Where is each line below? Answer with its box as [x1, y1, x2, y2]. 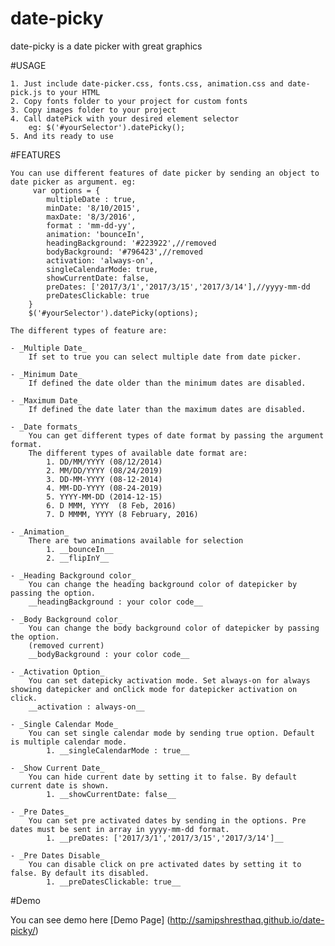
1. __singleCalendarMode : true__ [46, 745, 190, 756]
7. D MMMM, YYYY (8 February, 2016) [46, 509, 199, 519]
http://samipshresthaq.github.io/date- [169, 913, 325, 926]
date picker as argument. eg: [10, 177, 137, 187]
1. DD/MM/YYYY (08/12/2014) [46, 457, 163, 467]
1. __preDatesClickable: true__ [46, 877, 182, 887]
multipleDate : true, [46, 194, 137, 204]
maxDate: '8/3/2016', [46, 212, 137, 222]
